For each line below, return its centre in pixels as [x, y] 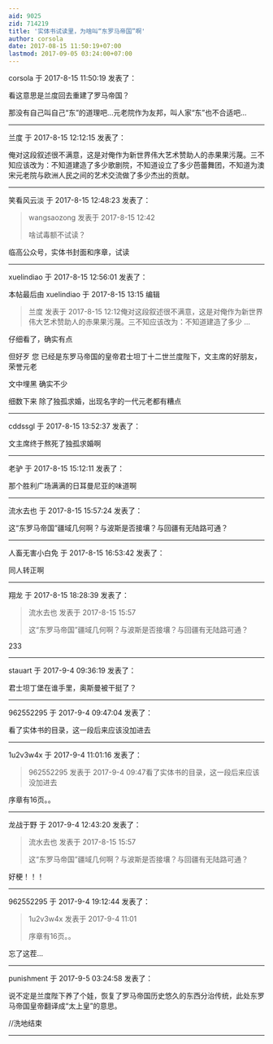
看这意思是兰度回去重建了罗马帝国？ [69, 95]
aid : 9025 [25, 16]
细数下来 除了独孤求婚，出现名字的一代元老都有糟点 [95, 401]
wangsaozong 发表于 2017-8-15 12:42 [92, 217]
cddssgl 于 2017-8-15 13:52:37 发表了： [74, 426]
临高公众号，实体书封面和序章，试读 [69, 252]
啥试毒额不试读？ [57, 235]
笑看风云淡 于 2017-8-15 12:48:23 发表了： [80, 200]
